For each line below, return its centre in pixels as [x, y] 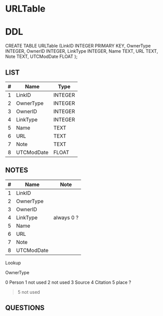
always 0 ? [66, 217]
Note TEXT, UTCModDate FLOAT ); [41, 56]
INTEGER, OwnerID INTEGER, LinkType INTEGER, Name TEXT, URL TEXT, [82, 51]
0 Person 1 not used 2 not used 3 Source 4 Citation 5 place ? [68, 282]
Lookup [13, 263]
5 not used [29, 292]
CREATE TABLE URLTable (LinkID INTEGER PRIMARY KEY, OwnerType [78, 46]
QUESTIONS [25, 308]
